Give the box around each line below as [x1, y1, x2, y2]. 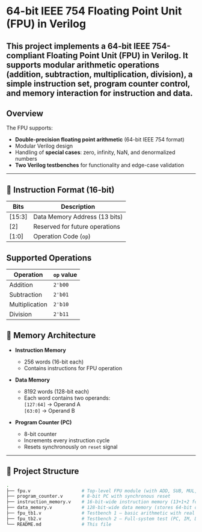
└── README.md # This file [6, 521, 112, 527]
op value [53, 271, 78, 279]
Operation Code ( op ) [32, 232, 91, 241]
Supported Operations [6, 253, 92, 263]
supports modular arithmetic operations [6, 60, 160, 70]
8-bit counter [23, 430, 57, 438]
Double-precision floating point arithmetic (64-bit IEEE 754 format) [14, 136, 185, 143]
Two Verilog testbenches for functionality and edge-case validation [14, 161, 185, 169]
